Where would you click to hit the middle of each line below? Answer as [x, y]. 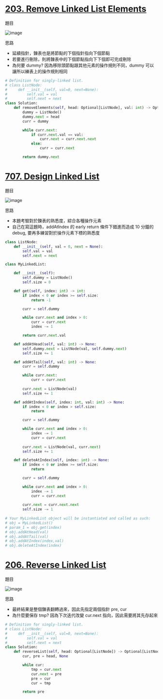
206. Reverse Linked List [56, 565]
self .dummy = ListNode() [48, 278]
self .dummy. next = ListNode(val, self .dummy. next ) [75, 349]
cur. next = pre [46, 674]
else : [36, 144]
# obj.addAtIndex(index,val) [34, 541]
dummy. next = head [41, 117]
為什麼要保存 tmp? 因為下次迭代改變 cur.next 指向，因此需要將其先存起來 [85, 615]
